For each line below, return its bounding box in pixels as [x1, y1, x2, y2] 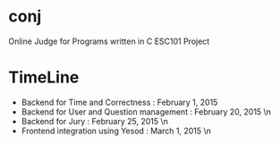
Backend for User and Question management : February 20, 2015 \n [21, 106, 272, 117]
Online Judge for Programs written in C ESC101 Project [8, 36, 210, 47]
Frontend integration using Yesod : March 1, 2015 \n [21, 125, 212, 136]
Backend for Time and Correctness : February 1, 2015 [21, 97, 218, 107]
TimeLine [8, 67, 80, 88]
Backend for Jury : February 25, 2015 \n [21, 115, 169, 126]
